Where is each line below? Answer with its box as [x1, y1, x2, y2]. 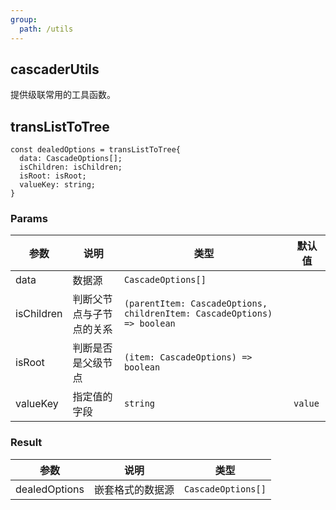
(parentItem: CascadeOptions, [123, 298, 268, 310]
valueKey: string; [19, 180, 97, 190]
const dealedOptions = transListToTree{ [10, 145, 182, 155]
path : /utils [19, 24, 74, 34]
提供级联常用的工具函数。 [10, 89, 116, 101]
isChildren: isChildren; [19, 162, 123, 173]
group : [10, 14, 38, 25]
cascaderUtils [10, 61, 100, 78]
